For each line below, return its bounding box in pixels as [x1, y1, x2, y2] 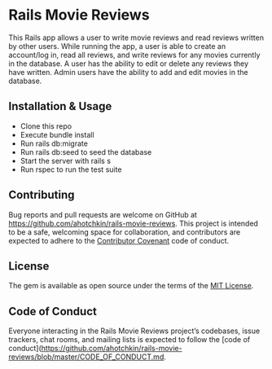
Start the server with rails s [20, 156, 112, 165]
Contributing [8, 188, 75, 202]
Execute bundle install [20, 130, 95, 139]
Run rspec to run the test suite [20, 165, 122, 174]
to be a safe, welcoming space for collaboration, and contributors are [8, 226, 241, 237]
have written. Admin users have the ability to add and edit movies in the [8, 67, 248, 77]
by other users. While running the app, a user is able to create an [8, 41, 226, 51]
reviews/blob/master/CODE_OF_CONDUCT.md [8, 352, 165, 362]
